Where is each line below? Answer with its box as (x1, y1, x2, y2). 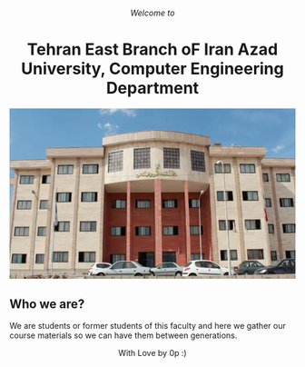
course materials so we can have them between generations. (9, 330, 238, 341)
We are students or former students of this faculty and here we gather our (9, 321, 286, 332)
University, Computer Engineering (21, 58, 284, 79)
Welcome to (130, 7, 175, 18)
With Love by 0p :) (117, 348, 188, 359)
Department (105, 77, 200, 98)
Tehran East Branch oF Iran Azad (26, 39, 279, 59)
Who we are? (9, 296, 85, 312)
